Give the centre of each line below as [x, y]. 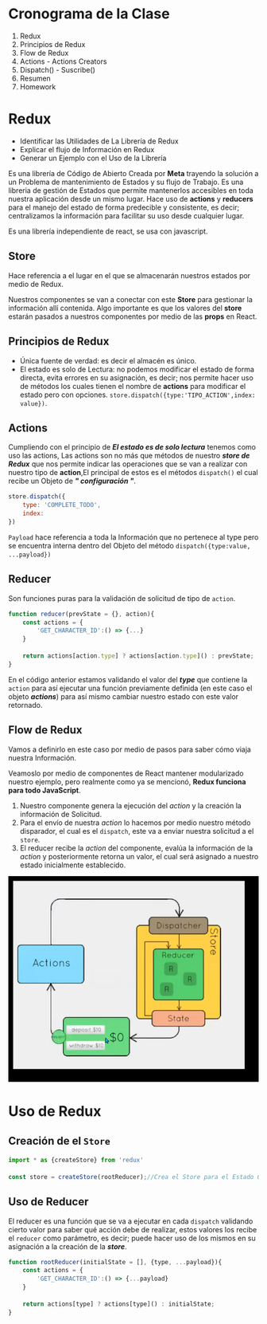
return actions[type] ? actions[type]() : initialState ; [119, 1304]
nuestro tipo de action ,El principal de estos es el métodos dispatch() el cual [133, 473]
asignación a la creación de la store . [68, 1246]
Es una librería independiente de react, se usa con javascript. [108, 231]
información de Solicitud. [60, 814]
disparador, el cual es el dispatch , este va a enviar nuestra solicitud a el [137, 831]
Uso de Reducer [48, 1202]
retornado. [25, 705]
